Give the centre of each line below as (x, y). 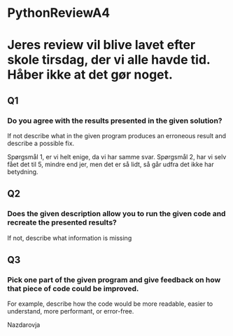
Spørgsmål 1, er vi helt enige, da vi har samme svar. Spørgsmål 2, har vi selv (117, 157)
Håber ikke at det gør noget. (90, 75)
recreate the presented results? (62, 222)
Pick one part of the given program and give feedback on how (114, 280)
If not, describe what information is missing (70, 238)
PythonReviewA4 (59, 13)
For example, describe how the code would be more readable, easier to (110, 304)
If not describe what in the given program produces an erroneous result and (116, 136)
